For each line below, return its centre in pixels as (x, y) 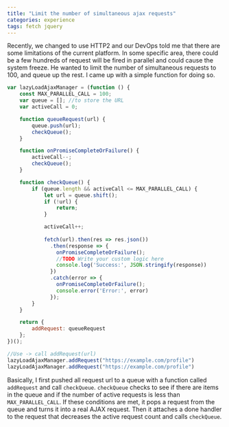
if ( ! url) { (61, 201)
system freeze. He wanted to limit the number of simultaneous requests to (112, 68)
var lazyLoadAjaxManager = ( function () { (69, 88)
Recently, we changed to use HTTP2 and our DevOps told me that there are (114, 46)
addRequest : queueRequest (69, 329)
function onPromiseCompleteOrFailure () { (79, 151)
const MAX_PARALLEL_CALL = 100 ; (65, 94)
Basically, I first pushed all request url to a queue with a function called (107, 380)
